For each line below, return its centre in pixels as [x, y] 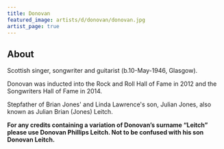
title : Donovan [29, 13]
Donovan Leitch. [31, 140]
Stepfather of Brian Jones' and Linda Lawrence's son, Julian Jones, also [109, 104]
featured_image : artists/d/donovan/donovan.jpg [76, 20]
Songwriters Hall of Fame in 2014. [55, 91]
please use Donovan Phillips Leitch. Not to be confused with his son [105, 133]
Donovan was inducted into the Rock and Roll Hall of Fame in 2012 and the [112, 84]
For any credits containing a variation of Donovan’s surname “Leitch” [108, 125]
